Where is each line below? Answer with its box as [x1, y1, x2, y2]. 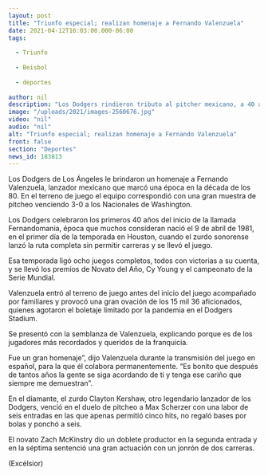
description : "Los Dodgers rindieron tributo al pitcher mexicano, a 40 [8, 100, 255, 108]
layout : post [8, 11, 52, 20]
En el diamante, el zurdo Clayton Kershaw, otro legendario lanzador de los [8, 394, 251, 403]
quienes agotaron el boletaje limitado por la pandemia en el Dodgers [8, 305, 233, 315]
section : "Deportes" [8, 145, 77, 153]
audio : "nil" [8, 123, 52, 131]
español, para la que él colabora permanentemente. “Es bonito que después [8, 362, 258, 371]
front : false [8, 137, 52, 146]
